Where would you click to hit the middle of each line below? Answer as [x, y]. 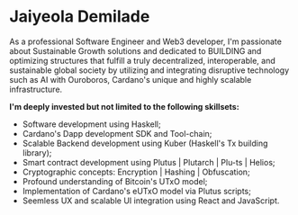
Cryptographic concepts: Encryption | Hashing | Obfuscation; [136, 172]
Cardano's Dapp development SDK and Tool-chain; [117, 133]
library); [37, 152]
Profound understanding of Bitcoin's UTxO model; [115, 181]
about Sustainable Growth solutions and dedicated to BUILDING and [135, 50]
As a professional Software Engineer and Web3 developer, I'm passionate [145, 41]
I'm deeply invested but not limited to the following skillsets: [125, 106]
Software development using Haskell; [91, 124]
